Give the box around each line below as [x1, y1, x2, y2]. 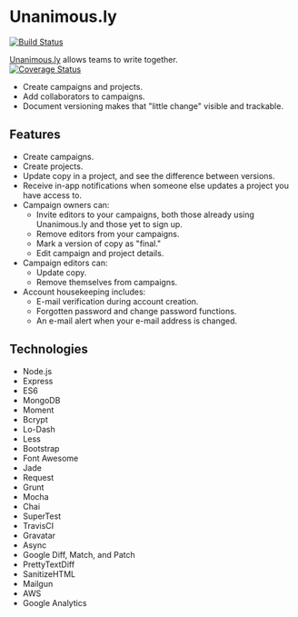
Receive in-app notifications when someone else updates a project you [22, 180, 289, 191]
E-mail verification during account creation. [35, 295, 199, 306]
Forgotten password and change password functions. [35, 305, 237, 316]
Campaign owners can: [22, 199, 110, 210]
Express [22, 375, 54, 386]
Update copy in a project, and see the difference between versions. [22, 170, 275, 181]
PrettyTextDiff [22, 559, 75, 570]
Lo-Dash [22, 423, 56, 434]
